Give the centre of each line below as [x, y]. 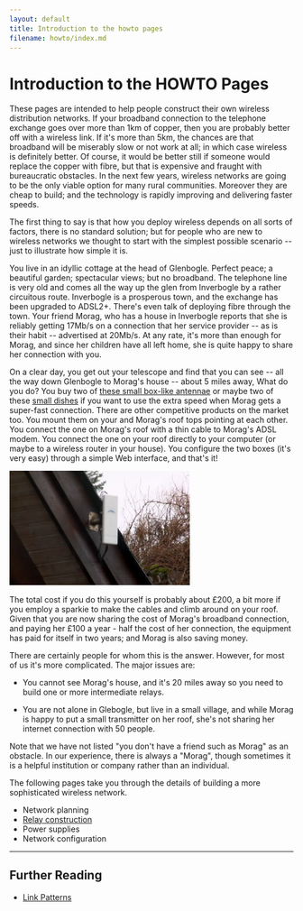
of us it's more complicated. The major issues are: [102, 665]
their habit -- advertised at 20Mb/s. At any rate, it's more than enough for [146, 336]
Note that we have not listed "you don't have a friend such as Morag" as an [149, 746]
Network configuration [64, 838]
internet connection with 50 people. [89, 728]
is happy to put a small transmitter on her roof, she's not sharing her [148, 719]
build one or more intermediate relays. [93, 692]
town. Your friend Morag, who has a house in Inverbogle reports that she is [148, 317]
